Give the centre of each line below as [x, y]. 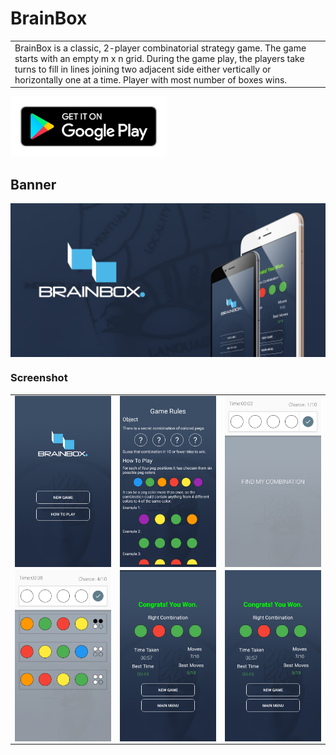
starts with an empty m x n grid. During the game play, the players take [159, 58]
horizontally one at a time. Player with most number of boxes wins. [151, 79]
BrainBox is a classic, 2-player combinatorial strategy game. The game [160, 48]
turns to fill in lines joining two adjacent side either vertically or [143, 69]
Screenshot [39, 378]
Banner [33, 184]
